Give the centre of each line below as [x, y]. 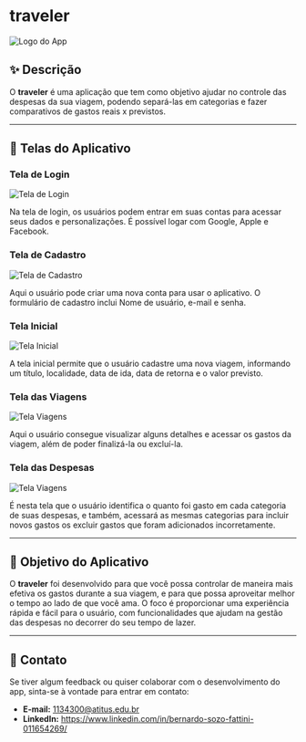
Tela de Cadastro [48, 255]
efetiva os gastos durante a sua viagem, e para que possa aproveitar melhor [153, 593]
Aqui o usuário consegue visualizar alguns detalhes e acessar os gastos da [150, 434]
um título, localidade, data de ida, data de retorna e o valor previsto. [137, 373]
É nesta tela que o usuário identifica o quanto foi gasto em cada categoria [148, 505]
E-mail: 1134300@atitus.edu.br [81, 709]
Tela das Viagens [48, 396]
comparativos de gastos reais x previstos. [88, 111]
